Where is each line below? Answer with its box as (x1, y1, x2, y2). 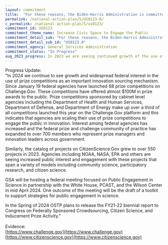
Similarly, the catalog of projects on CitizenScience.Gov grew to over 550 (5, 146, 156, 152)
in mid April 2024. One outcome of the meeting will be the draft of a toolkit (5, 188, 158, 194)
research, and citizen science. (5, 167, 67, 173)
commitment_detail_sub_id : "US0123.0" (5, 40, 86, 45)
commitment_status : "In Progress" (5, 49, 77, 54)
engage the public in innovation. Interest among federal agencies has (5, 120, 148, 126)
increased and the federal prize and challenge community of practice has (5, 126, 156, 132)
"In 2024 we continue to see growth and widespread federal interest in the (5, 73, 159, 79)
